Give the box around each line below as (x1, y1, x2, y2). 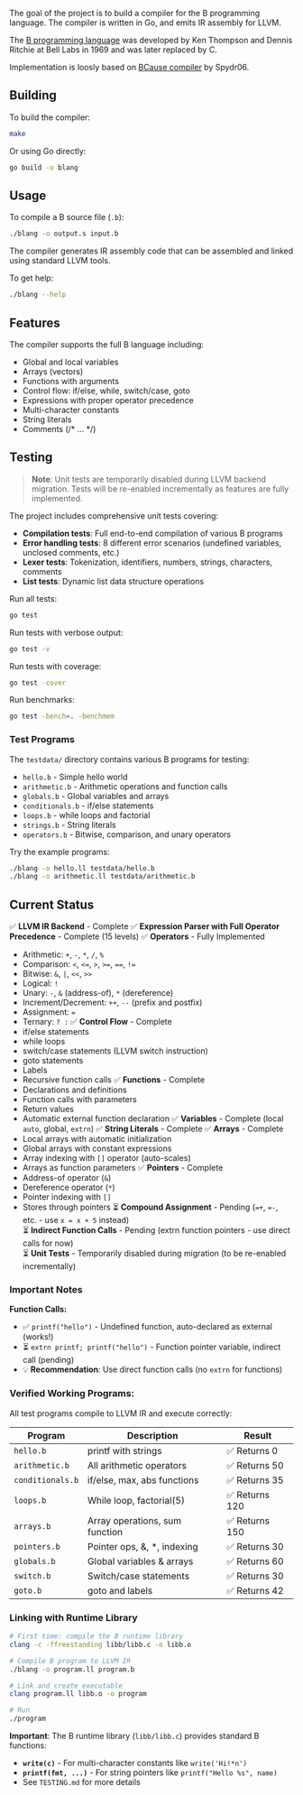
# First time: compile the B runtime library (9, 1632, 183, 1641)
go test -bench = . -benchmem (9, 712, 115, 721)
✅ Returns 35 (226, 1474, 284, 1487)
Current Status (9, 897, 95, 912)
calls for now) (22, 1238, 74, 1248)
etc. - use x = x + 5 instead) (22, 1215, 130, 1226)
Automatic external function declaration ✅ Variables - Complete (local (22, 1113, 284, 1124)
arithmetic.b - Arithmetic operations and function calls (22, 780, 228, 792)
